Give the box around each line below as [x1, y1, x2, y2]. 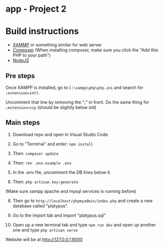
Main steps [5, 119, 41, 127]
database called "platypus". [12, 203, 68, 208]
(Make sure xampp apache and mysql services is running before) [5, 188, 137, 194]
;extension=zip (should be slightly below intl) [5, 104, 97, 110]
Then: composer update [12, 150, 59, 156]
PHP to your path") [12, 52, 51, 58]
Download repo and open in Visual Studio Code [12, 131, 108, 137]
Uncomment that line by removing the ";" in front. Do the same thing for [5, 99, 149, 105]
